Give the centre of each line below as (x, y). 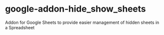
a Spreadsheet (20, 27)
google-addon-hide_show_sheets (76, 9)
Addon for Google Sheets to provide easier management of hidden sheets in (82, 22)
